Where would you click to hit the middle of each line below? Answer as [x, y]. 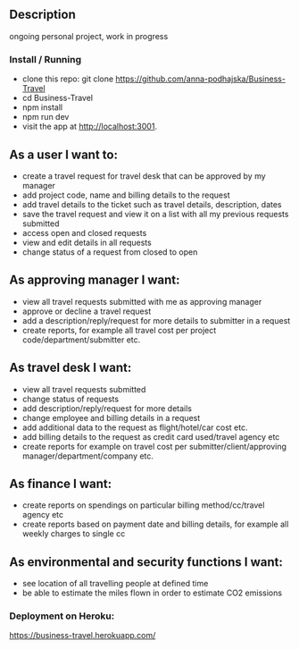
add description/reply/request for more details [107, 408]
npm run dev [46, 117]
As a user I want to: [64, 154]
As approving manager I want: [95, 280]
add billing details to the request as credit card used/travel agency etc [151, 436]
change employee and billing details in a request [111, 417]
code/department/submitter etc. [81, 340]
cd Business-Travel [58, 98]
